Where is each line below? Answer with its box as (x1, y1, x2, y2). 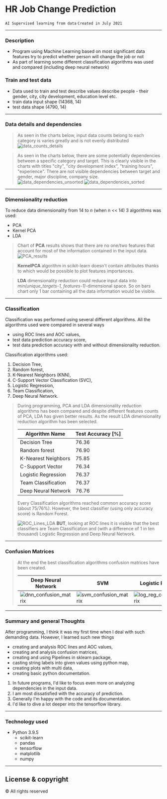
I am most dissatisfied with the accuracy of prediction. (12, 690, 124, 696)
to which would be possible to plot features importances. (17, 268, 134, 274)
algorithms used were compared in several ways (5, 322, 104, 328)
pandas (19, 740, 36, 746)
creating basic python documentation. (12, 671, 90, 677)
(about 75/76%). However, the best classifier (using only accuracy (17, 505, 153, 511)
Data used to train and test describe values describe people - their (12, 88, 149, 94)
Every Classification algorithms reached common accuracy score (17, 500, 151, 506)
